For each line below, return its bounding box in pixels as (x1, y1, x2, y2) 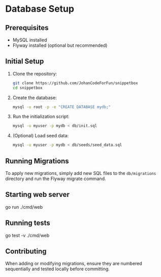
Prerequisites (5, 23, 49, 32)
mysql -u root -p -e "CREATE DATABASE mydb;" (12, 104, 111, 110)
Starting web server (5, 190, 70, 199)
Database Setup (5, 3, 75, 15)
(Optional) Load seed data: (12, 133, 69, 139)
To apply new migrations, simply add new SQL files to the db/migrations (5, 170, 156, 176)
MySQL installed (12, 37, 47, 43)
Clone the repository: (12, 70, 57, 77)
